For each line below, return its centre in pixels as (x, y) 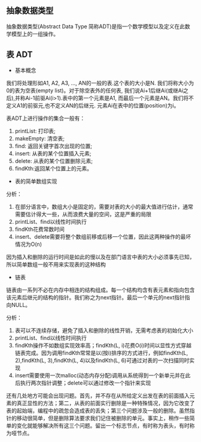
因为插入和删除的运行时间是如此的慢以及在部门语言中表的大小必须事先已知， (100, 257)
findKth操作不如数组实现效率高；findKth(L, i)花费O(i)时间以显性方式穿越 (103, 345)
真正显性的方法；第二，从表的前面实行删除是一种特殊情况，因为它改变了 (106, 403)
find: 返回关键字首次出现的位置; (54, 146)
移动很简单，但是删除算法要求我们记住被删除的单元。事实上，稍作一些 (103, 418)
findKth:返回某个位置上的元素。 (54, 168)
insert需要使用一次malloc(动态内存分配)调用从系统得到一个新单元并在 (100, 375)
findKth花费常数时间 (39, 229)
